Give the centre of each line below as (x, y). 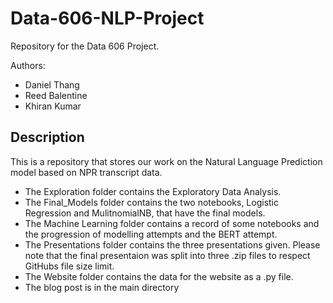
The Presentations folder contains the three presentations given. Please (172, 244)
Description (47, 137)
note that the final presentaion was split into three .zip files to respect (167, 255)
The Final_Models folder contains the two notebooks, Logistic (152, 202)
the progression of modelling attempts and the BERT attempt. (151, 234)
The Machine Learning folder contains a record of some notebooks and (172, 223)
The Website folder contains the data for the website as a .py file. (159, 276)
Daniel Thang (52, 84)
